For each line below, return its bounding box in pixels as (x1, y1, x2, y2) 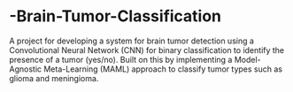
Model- (234, 54, 261, 65)
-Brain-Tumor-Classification (9, 6, 222, 27)
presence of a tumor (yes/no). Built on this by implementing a (9, 54, 233, 65)
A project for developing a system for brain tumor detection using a (9, 35, 255, 46)
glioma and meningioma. (9, 73, 99, 83)
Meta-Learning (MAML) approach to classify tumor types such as (43, 64, 283, 74)
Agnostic (9, 64, 42, 74)
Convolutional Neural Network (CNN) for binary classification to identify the (9, 44, 285, 55)
